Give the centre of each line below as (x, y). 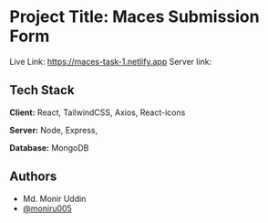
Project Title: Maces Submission (134, 17)
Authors (33, 177)
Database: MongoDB (49, 147)
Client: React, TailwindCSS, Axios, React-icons (98, 112)
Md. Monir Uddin (54, 198)
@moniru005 (47, 208)
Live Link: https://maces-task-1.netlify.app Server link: (111, 61)
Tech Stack (42, 90)
